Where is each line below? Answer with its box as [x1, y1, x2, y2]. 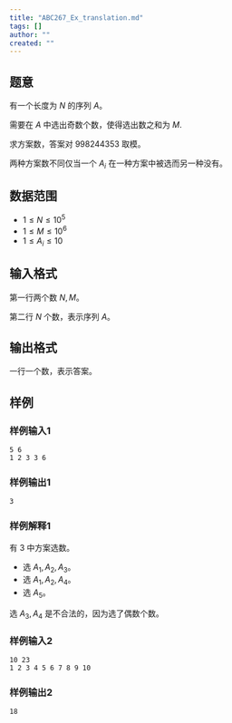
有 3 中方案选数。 [9, 542, 75, 553]
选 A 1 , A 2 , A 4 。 [22, 574, 76, 587]
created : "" [9, 38, 54, 48]
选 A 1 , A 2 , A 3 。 [22, 561, 76, 574]
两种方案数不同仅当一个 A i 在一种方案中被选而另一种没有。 [9, 158, 228, 170]
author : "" [9, 30, 51, 39]
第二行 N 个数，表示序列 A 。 [9, 311, 116, 322]
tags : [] [9, 22, 43, 31]
